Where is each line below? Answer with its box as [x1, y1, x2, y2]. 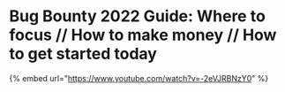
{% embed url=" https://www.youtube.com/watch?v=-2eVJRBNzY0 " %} [9, 73, 269, 83]
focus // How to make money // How [9, 25, 277, 45]
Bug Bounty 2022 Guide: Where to [9, 6, 266, 27]
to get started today [9, 44, 157, 64]
